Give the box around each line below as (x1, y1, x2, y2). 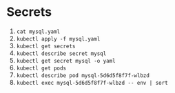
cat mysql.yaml (16, 28, 61, 35)
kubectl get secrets (16, 43, 76, 50)
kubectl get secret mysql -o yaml (16, 57, 116, 64)
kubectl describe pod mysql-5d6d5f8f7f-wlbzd (16, 72, 150, 79)
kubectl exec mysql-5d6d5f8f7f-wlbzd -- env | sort (16, 79, 168, 86)
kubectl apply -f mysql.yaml (16, 35, 101, 42)
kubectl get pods (16, 65, 67, 72)
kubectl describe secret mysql (16, 50, 107, 57)
